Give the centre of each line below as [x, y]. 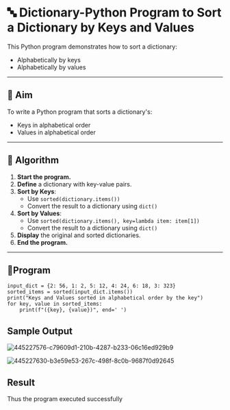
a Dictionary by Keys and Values [101, 28]
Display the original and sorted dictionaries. [79, 235]
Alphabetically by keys [49, 60]
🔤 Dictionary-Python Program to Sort [114, 13]
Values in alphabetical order [56, 132]
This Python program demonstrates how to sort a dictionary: [92, 47]
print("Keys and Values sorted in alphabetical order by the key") [105, 298]
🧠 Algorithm [33, 160]
